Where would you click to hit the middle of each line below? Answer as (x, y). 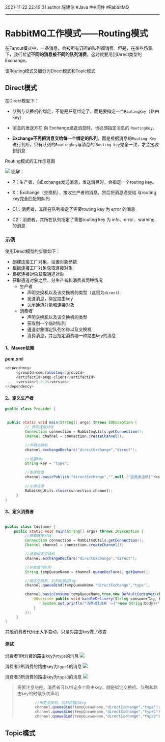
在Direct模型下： (22, 100)
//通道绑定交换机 (40, 554)
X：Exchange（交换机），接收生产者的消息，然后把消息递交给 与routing (84, 192)
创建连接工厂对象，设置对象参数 (44, 262)
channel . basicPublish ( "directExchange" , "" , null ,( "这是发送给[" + (90, 477)
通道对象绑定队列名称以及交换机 (59, 329)
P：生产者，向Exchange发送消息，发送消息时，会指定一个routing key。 (84, 182)
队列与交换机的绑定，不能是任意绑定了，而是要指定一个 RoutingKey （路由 (86, 111)
